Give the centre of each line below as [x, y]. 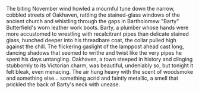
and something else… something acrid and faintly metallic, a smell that [92, 78]
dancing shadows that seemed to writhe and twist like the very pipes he [94, 53]
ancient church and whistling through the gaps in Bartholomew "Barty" [93, 21]
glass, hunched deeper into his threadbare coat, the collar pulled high [91, 40]
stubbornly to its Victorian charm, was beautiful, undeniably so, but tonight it [100, 65]
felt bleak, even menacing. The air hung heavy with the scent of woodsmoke [100, 72]
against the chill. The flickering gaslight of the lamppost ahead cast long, [95, 46]
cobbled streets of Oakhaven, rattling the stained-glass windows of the [93, 15]
